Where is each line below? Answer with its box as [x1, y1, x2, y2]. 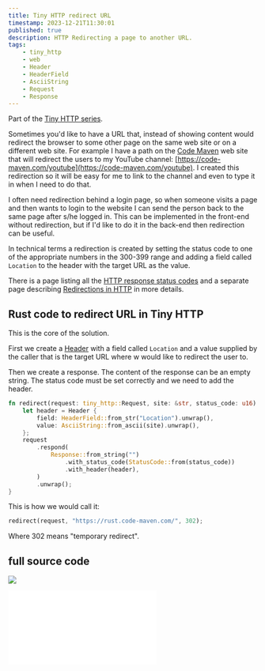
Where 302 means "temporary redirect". [8, 531, 140, 541]
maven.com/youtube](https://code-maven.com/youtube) [8, 163, 194, 172]
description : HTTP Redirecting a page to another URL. [8, 33, 193, 42]
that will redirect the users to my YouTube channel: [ [8, 155, 178, 164]
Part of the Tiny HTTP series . [8, 114, 103, 123]
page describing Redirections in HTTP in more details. [8, 285, 184, 294]
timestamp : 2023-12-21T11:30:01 [8, 19, 115, 27]
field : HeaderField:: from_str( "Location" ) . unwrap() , [36, 414, 214, 422]
